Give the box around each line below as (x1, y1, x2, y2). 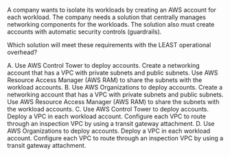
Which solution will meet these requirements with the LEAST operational (7, 41, 211, 49)
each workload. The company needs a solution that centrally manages (7, 13, 206, 21)
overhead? (7, 48, 38, 56)
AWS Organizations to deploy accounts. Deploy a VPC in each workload (7, 127, 211, 135)
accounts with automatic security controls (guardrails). (7, 27, 162, 36)
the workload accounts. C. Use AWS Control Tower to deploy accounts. (7, 105, 209, 113)
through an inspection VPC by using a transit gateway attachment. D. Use (7, 120, 215, 127)
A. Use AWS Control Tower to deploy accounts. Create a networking (7, 62, 200, 69)
